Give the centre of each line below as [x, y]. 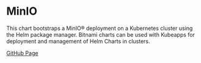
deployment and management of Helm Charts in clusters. [79, 41]
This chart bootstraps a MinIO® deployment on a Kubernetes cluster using [100, 28]
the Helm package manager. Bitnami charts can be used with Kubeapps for [101, 34]
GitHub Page [22, 53]
